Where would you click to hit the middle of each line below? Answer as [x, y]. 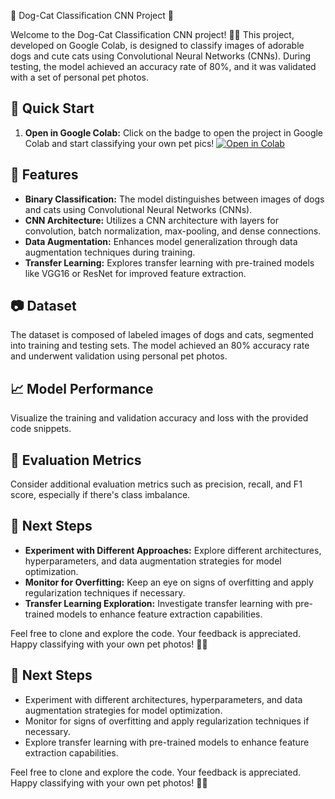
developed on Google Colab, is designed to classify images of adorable [157, 45]
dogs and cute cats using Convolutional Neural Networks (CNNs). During [161, 56]
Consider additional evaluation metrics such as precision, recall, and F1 [156, 484]
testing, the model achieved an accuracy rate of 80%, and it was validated [163, 66]
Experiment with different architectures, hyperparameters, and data [163, 699]
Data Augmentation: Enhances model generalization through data [161, 241]
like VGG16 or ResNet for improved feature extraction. [135, 273]
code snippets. [41, 429]
